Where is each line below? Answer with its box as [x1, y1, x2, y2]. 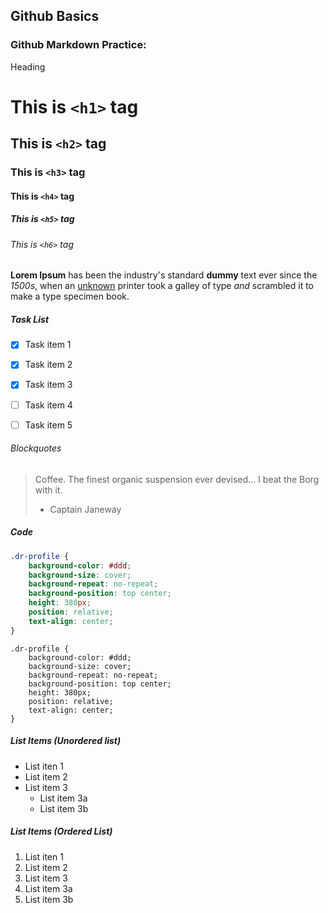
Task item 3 [24, 379, 73, 391]
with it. [34, 484, 63, 496]
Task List [10, 313, 50, 325]
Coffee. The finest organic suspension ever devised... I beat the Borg [34, 473, 320, 485]
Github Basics [10, 8, 100, 25]
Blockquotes [10, 442, 62, 454]
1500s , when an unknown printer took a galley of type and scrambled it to [10, 280, 314, 292]
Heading [10, 60, 46, 73]
